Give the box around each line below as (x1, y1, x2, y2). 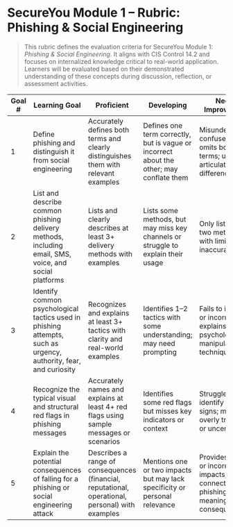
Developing (148, 100, 187, 110)
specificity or (143, 483, 186, 492)
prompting (143, 347, 177, 357)
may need (143, 338, 175, 348)
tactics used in (33, 312, 81, 322)
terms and (87, 133, 121, 143)
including (33, 240, 64, 250)
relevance (143, 500, 175, 510)
